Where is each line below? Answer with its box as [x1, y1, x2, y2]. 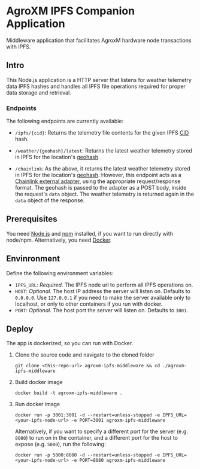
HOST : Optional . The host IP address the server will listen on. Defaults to [14, 287, 190, 294]
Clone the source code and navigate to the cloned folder [14, 351, 154, 358]
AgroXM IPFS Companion [6, 4, 135, 18]
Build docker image [14, 379, 63, 386]
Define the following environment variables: [6, 269, 114, 276]
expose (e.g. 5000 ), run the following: [14, 441, 106, 448]
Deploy [6, 324, 34, 334]
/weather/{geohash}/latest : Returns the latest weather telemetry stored [14, 147, 193, 154]
